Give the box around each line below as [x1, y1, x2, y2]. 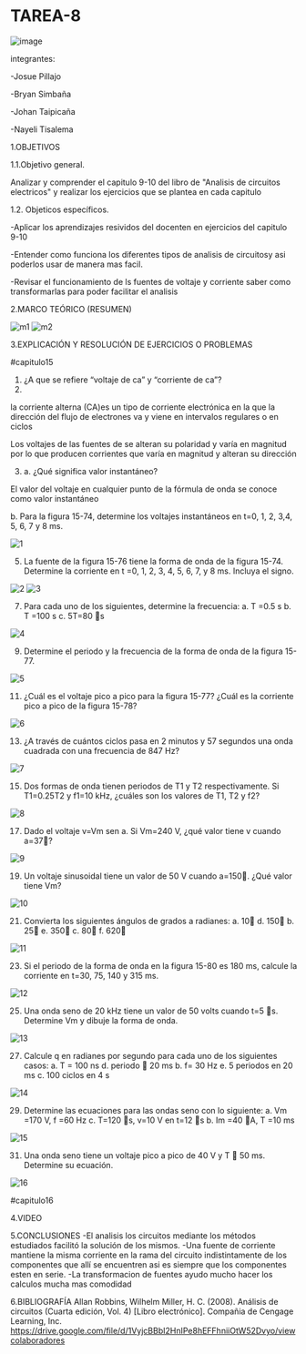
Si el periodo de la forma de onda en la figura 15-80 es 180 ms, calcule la [23, 960, 298, 971]
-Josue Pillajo [10, 70, 62, 82]
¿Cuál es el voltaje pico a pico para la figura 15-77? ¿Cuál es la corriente [23, 690, 294, 701]
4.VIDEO [10, 1212, 43, 1223]
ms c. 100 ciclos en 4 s [23, 1069, 110, 1080]
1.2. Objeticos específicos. [10, 204, 109, 215]
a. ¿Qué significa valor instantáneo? [23, 465, 158, 476]
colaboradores [10, 1335, 66, 1346]
